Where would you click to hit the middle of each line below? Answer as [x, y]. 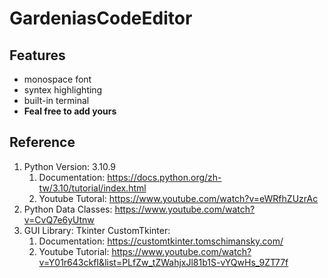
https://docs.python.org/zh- [164, 177]
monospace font [57, 79]
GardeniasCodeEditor [101, 18]
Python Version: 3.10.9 [70, 166]
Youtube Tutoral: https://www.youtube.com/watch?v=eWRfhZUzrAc [178, 198]
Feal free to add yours [70, 111]
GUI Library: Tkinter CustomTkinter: [97, 230]
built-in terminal [56, 100]
